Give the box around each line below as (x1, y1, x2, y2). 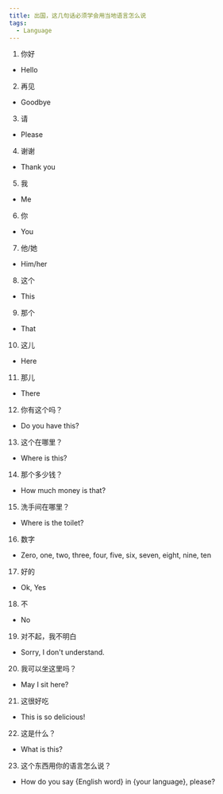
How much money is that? (20, 486, 106, 495)
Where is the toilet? (20, 518, 84, 528)
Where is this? (20, 453, 67, 463)
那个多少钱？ (20, 470, 63, 479)
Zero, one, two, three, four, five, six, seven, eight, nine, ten (20, 550, 212, 560)
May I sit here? (20, 680, 69, 690)
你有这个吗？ (20, 405, 63, 415)
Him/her (20, 260, 48, 269)
